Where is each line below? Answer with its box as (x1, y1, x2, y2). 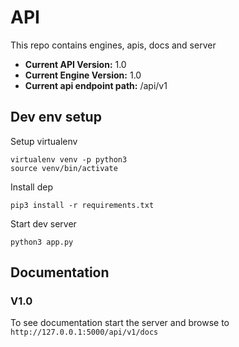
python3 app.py (10, 237, 74, 247)
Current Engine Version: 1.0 (24, 69, 142, 81)
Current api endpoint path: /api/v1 (24, 79, 168, 91)
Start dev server (10, 217, 77, 230)
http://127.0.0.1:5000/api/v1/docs (10, 327, 159, 338)
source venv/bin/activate (10, 163, 118, 173)
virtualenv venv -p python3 (10, 154, 128, 165)
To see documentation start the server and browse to (10, 317, 230, 329)
